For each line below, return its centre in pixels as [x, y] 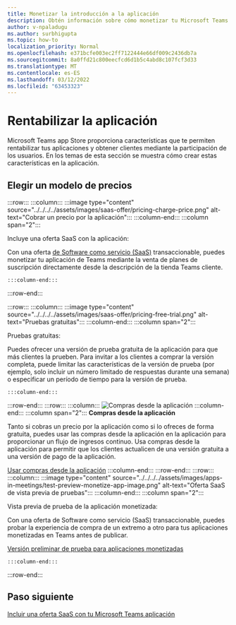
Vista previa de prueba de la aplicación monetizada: [83, 506]
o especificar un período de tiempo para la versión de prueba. [97, 379]
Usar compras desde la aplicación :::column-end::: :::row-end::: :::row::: [111, 470]
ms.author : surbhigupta [42, 34]
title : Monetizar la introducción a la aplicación [83, 14]
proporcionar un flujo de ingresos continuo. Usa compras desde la [104, 441]
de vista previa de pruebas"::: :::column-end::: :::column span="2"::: [106, 493]
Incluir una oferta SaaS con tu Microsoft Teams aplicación [91, 614]
